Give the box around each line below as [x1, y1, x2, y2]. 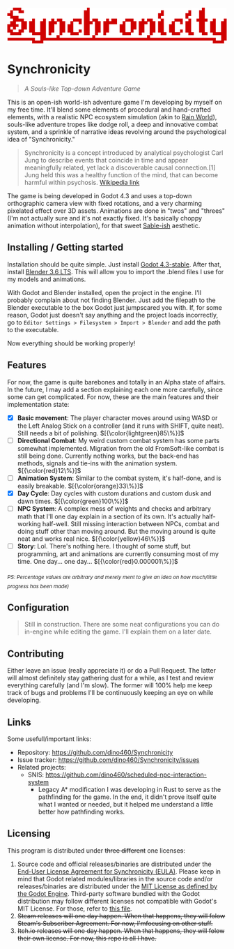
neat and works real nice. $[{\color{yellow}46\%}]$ [17, 535, 166, 543]
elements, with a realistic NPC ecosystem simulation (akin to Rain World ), [7, 113, 217, 121]
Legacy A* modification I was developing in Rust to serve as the [38, 786, 221, 794]
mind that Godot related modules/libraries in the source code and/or [17, 874, 213, 883]
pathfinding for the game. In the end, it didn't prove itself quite [38, 793, 217, 801]
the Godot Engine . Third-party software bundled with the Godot [17, 889, 201, 897]
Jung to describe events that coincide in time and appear [24, 156, 189, 164]
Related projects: [17, 763, 66, 772]
